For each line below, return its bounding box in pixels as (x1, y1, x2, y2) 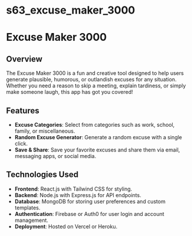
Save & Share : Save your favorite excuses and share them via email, (14, 146, 180, 153)
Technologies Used (6, 169, 78, 180)
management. (14, 217, 49, 224)
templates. (14, 204, 41, 211)
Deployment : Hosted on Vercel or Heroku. (14, 222, 118, 230)
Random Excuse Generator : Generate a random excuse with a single (14, 134, 183, 140)
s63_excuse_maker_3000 (6, 4, 135, 17)
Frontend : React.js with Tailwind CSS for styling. (14, 185, 133, 192)
